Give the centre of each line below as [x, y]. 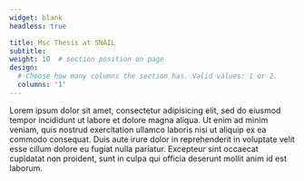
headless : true [38, 26]
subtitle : [28, 51]
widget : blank [36, 18]
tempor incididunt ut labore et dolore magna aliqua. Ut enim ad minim [139, 119]
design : [24, 68]
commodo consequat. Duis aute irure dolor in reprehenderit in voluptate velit [152, 139]
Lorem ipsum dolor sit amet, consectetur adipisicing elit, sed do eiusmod [145, 110]
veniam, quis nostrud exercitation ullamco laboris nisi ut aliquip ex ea [138, 129]
